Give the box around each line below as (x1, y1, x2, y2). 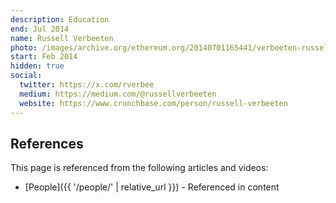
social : (10, 71, 43, 81)
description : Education (10, 14, 110, 25)
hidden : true (10, 61, 65, 71)
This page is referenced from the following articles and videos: (10, 162, 269, 174)
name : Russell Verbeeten (10, 33, 114, 43)
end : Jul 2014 (10, 24, 70, 34)
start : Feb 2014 (10, 52, 78, 62)
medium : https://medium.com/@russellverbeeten (19, 89, 217, 99)
